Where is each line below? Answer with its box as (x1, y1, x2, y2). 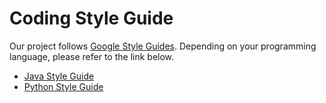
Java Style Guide (23, 70, 95, 82)
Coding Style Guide (9, 7, 174, 30)
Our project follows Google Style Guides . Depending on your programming (9, 40, 317, 52)
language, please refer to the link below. (9, 50, 175, 62)
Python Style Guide (23, 80, 104, 92)
